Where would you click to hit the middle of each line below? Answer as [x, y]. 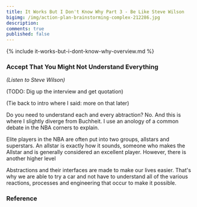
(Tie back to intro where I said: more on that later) [68, 103]
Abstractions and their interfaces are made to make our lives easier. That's [99, 170]
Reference [22, 199]
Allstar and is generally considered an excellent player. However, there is [96, 152]
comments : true [25, 29]
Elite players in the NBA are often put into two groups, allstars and [88, 140]
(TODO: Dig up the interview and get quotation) [65, 91]
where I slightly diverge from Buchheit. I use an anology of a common [92, 122]
